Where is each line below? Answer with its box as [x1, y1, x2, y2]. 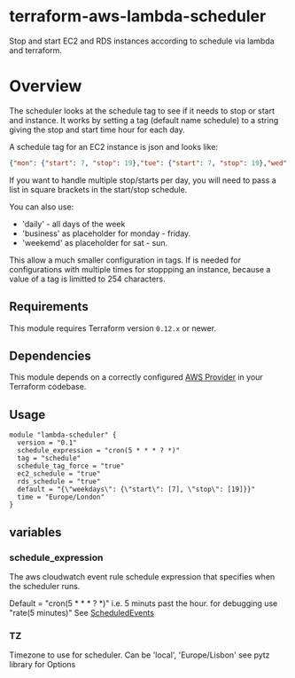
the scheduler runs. [9, 580, 81, 591]
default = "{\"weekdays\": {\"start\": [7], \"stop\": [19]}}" [17, 485, 255, 494]
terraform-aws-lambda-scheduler [9, 6, 267, 27]
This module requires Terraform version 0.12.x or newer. [9, 322, 217, 334]
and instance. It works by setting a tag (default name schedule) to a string [9, 114, 279, 125]
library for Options [9, 659, 76, 670]
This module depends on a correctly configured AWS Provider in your [9, 372, 263, 382]
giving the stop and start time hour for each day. [9, 124, 186, 135]
